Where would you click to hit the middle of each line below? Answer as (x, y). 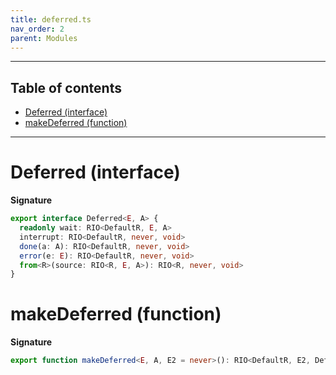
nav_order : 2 (37, 29)
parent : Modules (44, 38)
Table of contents (66, 87)
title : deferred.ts (51, 19)
